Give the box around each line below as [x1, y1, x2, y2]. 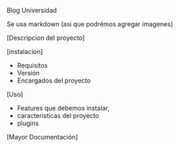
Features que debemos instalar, [16, 104, 110, 112]
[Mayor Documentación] [6, 133, 78, 141]
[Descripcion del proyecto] [6, 33, 85, 42]
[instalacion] [6, 48, 43, 55]
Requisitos [16, 61, 48, 70]
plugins [16, 119, 39, 127]
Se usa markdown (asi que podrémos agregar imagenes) [6, 20, 174, 28]
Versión [16, 69, 40, 77]
